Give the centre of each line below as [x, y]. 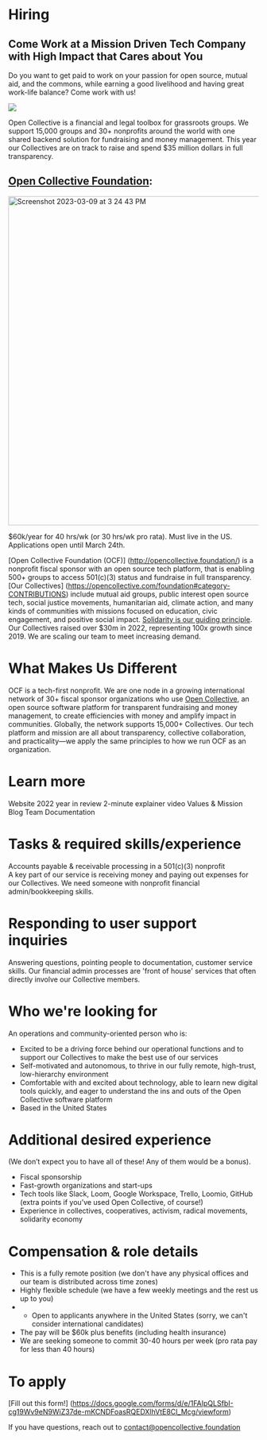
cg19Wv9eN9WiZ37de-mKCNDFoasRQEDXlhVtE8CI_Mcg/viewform [118, 1412]
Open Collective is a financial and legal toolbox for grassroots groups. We [128, 122]
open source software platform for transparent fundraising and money [123, 707]
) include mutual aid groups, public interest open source [157, 594]
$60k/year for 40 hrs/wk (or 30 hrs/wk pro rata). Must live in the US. [120, 536]
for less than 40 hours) [57, 1349]
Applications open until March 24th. [67, 545]
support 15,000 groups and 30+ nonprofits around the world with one [122, 131]
